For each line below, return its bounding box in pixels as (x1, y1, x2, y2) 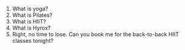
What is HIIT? (12, 18, 47, 25)
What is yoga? (12, 5, 48, 12)
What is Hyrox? (12, 24, 51, 31)
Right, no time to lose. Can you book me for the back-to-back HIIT (12, 31, 179, 38)
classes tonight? (12, 37, 54, 44)
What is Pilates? (12, 11, 53, 19)
